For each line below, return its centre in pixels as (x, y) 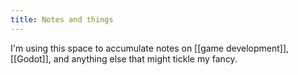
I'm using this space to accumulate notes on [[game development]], (150, 48)
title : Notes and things (62, 19)
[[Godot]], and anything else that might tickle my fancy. (124, 58)
